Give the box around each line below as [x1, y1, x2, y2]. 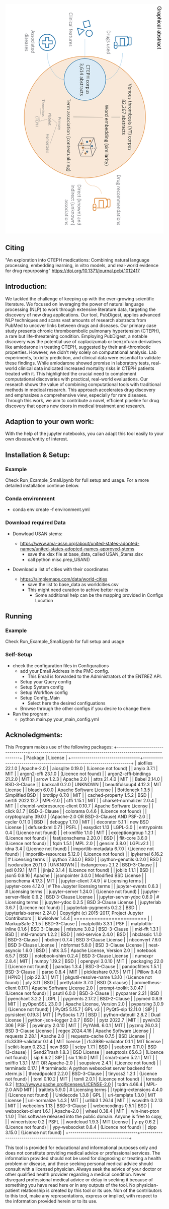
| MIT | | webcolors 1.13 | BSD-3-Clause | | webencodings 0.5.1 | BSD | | [5, 1103, 152, 1109]
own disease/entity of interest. [5, 436, 68, 442]
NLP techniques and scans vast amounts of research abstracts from [5, 317, 146, 323]
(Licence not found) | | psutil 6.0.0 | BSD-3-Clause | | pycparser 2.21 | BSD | [5, 990, 162, 996]
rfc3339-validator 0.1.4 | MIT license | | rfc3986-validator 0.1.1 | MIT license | [5, 1039, 164, 1045]
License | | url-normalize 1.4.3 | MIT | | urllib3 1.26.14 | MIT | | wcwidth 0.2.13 [5, 1098, 163, 1104]
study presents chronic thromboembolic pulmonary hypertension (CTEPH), [5, 328, 161, 334]
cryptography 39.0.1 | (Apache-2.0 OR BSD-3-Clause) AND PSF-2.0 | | [5, 813, 151, 820]
